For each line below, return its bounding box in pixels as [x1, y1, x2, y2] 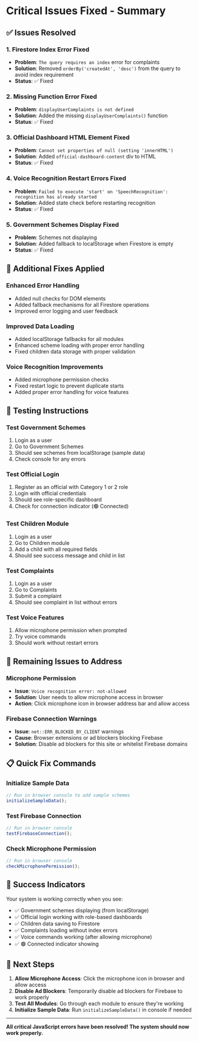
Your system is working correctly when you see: [6, 895, 123, 902]
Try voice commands [14, 633, 66, 640]
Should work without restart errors [14, 639, 99, 646]
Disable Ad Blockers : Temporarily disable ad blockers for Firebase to [14, 988, 183, 995]
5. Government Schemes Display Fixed [6, 220, 119, 229]
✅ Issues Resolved [6, 28, 77, 38]
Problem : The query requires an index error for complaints [14, 58, 160, 65]
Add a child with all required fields [14, 545, 98, 553]
